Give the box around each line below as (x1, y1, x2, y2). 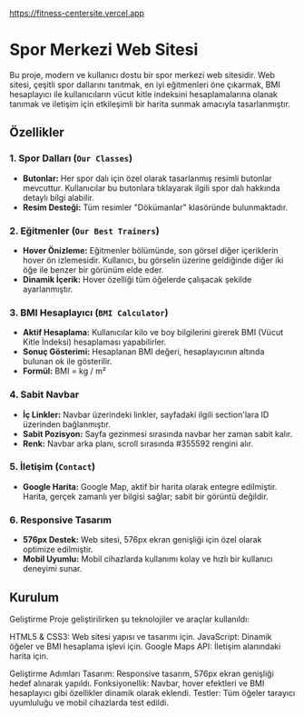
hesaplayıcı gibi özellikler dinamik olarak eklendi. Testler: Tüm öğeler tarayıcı (9, 687, 296, 698)
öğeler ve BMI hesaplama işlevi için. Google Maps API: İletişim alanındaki (9, 641, 281, 652)
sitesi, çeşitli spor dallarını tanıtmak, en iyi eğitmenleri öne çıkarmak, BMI (9, 79, 281, 90)
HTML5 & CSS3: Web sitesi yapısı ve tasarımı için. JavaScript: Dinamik (9, 631, 272, 642)
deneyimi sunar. (22, 563, 83, 574)
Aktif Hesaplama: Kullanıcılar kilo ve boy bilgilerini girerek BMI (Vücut (22, 327, 284, 338)
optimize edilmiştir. (22, 544, 93, 555)
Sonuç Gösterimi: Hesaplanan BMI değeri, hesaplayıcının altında (22, 346, 265, 357)
